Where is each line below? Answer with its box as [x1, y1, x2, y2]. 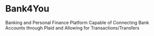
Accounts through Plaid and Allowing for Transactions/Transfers [5, 24, 140, 30]
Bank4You [5, 3, 50, 14]
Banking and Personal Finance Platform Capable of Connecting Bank [5, 19, 149, 25]
